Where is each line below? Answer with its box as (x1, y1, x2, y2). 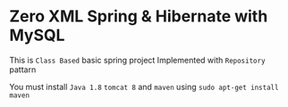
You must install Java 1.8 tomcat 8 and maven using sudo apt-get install (9, 81, 279, 92)
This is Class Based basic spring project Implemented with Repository (9, 54, 266, 65)
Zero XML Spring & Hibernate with (9, 6, 268, 27)
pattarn (9, 64, 37, 75)
